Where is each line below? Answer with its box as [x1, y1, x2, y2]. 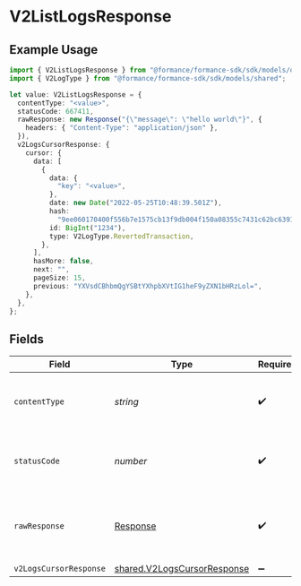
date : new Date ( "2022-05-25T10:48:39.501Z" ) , [48, 199, 222, 208]
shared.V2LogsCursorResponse [114, 563, 250, 575]
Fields [9, 332, 45, 347]
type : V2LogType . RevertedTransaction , [48, 231, 194, 241]
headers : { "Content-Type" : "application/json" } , [25, 124, 219, 133]
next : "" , [32, 265, 70, 274]
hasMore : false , [32, 257, 94, 266]
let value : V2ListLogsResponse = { [9, 90, 142, 99]
